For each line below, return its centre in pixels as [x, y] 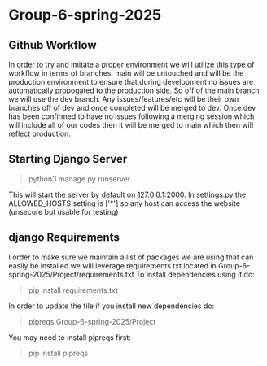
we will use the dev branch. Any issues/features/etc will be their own [124, 99]
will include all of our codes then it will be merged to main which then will [131, 125]
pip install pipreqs [58, 353]
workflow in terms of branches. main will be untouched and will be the [126, 73]
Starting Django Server [68, 159]
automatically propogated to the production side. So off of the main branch [134, 90]
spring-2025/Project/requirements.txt [71, 274]
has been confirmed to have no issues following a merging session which [131, 116]
